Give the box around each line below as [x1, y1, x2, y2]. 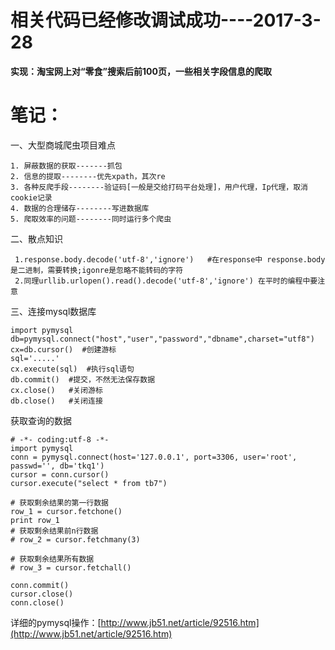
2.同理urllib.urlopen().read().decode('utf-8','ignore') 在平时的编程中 [14, 276, 311, 286]
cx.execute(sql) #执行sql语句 [10, 364, 135, 374]
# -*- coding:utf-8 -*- [10, 434, 110, 445]
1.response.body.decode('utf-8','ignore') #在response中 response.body [14, 254, 326, 265]
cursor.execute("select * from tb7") [10, 478, 168, 488]
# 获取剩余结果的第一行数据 [10, 497, 110, 508]
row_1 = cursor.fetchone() [10, 506, 123, 516]
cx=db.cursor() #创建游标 [10, 344, 117, 355]
